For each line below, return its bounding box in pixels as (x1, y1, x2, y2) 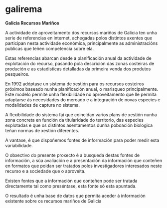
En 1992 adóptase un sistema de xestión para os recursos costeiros (5, 81, 144, 87)
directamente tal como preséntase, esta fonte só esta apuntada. (5, 183, 137, 189)
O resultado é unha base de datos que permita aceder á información (5, 193, 146, 199)
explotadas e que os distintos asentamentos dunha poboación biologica (5, 122, 153, 128)
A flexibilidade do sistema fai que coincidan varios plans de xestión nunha (5, 111, 157, 118)
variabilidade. (5, 142, 33, 148)
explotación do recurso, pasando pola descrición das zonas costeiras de (5, 60, 155, 66)
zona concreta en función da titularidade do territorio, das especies (5, 117, 144, 123)
